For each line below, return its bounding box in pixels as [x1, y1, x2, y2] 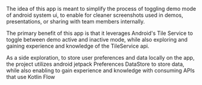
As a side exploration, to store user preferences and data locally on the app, [6, 54, 195, 61]
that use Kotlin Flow [6, 74, 55, 80]
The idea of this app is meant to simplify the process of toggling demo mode [6, 5, 197, 12]
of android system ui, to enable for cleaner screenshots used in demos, [6, 11, 183, 19]
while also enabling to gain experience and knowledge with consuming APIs [6, 67, 195, 74]
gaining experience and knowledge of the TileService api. [6, 42, 150, 49]
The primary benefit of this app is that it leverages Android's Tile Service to [6, 30, 193, 37]
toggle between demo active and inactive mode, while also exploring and [6, 36, 188, 43]
